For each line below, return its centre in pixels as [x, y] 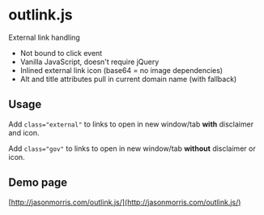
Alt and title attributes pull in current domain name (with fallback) [128, 79]
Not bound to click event [61, 53]
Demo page [38, 183]
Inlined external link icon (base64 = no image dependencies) [121, 70]
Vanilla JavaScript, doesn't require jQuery [89, 62]
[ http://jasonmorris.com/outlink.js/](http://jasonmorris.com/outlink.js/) [125, 202]
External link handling [45, 37]
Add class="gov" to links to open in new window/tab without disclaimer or [132, 148]
